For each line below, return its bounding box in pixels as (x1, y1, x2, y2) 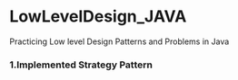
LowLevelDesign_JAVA (9, 6, 187, 27)
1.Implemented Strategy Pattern (9, 58, 153, 71)
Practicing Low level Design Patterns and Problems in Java (9, 36, 230, 47)
